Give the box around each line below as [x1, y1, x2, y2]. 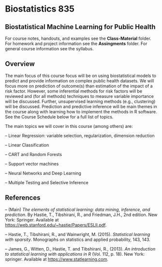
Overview [5, 60, 35, 68]
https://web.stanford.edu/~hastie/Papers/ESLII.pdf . [5, 222, 107, 228]
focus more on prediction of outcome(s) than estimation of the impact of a [5, 83, 153, 89]
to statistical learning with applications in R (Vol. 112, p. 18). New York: [5, 251, 145, 257]
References [5, 194, 41, 202]
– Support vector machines [5, 161, 59, 167]
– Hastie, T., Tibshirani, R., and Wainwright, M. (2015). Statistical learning [5, 231, 150, 237]
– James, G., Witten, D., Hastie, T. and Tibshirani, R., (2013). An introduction [5, 246, 156, 251]
